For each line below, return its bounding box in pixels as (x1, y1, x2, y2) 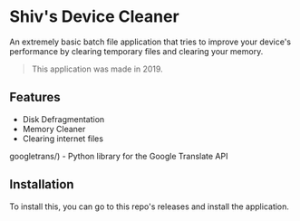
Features (9, 90, 61, 105)
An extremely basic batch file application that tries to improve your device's (9, 36, 292, 47)
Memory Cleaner (22, 123, 86, 134)
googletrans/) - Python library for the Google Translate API (9, 150, 228, 161)
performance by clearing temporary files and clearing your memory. (9, 45, 264, 56)
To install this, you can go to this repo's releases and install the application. (9, 201, 290, 212)
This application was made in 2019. (31, 63, 163, 74)
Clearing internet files (22, 133, 104, 144)
